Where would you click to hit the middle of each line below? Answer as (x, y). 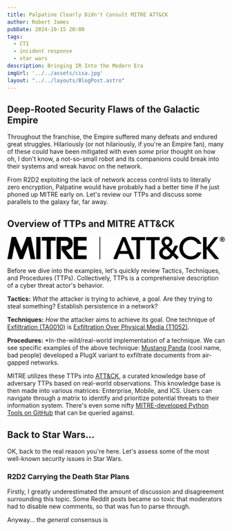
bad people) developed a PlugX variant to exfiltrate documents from (104, 355)
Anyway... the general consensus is (58, 520)
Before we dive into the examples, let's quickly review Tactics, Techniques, (114, 271)
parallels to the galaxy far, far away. (58, 202)
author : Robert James (38, 22)
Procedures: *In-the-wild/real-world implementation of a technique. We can (116, 340)
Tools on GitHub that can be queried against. (71, 413)
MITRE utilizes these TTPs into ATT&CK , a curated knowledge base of (106, 376)
